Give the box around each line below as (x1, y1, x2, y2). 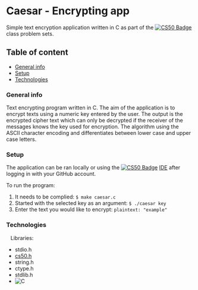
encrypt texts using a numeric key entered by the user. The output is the (6, 111, 183, 118)
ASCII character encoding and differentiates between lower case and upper (6, 130, 191, 137)
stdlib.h (14, 271, 33, 278)
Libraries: (10, 234, 34, 241)
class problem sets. (6, 30, 54, 37)
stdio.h (14, 245, 32, 253)
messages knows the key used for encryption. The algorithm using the (6, 123, 180, 130)
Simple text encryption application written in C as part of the (6, 24, 154, 31)
